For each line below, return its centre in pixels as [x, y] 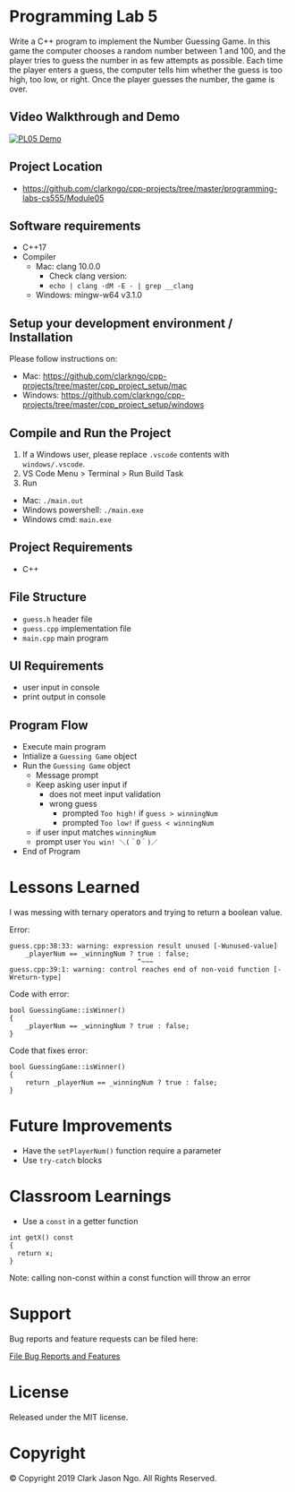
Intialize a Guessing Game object [79, 756]
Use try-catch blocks [62, 1161]
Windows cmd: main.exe [67, 519]
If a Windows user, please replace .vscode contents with [126, 454]
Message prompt [67, 776]
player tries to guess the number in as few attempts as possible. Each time [146, 60]
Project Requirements [71, 548]
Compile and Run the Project [90, 433]
